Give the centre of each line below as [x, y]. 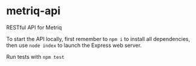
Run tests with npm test [35, 56]
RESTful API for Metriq [34, 27]
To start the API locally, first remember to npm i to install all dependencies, [98, 39]
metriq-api [33, 11]
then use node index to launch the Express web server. [74, 45]
